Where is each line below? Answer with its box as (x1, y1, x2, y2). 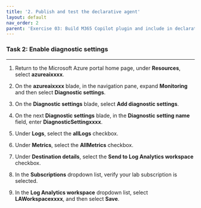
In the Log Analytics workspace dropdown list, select (14, 189, 148, 196)
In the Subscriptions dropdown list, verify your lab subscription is (14, 171, 178, 178)
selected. (14, 177, 38, 184)
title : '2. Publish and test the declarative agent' (6, 8, 141, 15)
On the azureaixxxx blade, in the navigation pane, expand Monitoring (14, 82, 188, 90)
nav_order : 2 (6, 20, 39, 26)
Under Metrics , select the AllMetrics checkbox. (14, 141, 133, 148)
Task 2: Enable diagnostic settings (6, 45, 109, 54)
